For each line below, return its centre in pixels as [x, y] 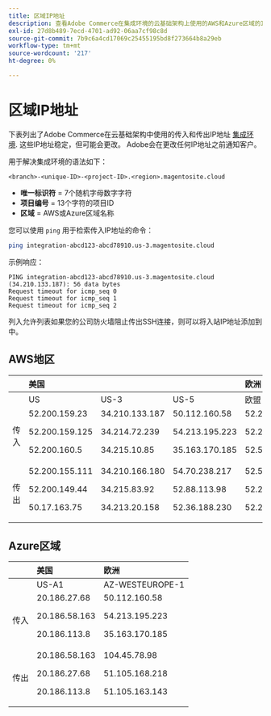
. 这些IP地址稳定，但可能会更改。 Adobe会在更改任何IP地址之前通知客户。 [138, 144]
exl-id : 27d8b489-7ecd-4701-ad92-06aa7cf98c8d [88, 31]
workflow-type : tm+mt [45, 46]
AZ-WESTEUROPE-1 [144, 584]
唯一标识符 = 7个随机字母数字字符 [76, 193]
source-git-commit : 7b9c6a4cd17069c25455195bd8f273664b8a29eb [115, 38]
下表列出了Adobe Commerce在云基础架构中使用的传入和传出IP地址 [120, 134]
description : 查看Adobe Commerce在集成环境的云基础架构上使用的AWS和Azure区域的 [135, 23]
